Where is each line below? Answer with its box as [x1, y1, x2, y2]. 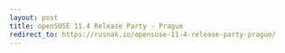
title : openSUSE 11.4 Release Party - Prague [9, 22, 183, 31]
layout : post [9, 13, 59, 22]
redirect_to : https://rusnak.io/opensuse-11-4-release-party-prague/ [9, 30, 277, 39]
